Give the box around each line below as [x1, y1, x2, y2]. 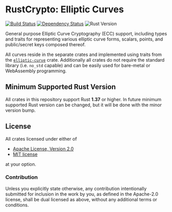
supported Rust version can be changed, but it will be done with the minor [5, 102, 162, 108]
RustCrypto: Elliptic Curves [5, 4, 124, 15]
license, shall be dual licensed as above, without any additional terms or [5, 196, 158, 202]
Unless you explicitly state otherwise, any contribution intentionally [5, 185, 147, 191]
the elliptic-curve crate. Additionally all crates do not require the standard [5, 56, 165, 63]
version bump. [5, 107, 36, 113]
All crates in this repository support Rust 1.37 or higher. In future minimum [5, 96, 162, 102]
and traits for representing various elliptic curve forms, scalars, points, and [5, 36, 163, 42]
